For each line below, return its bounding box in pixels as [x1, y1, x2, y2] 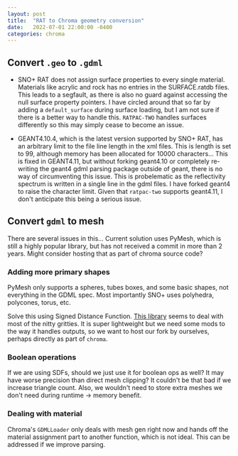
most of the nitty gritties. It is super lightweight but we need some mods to [7, 320, 226, 328]
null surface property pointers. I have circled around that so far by [17, 98, 211, 107]
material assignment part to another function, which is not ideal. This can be [7, 433, 230, 441]
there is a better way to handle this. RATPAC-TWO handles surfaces [17, 113, 207, 121]
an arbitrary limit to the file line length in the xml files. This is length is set [17, 142, 232, 151]
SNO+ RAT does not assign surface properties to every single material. [17, 75, 225, 84]
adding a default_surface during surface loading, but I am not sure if [17, 106, 220, 114]
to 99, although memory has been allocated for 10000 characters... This [17, 150, 229, 158]
